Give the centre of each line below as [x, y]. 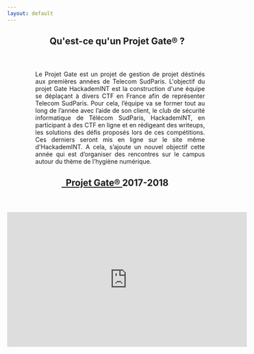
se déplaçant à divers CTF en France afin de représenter [120, 96]
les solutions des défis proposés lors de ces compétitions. [120, 132]
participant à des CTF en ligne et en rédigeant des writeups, [120, 125]
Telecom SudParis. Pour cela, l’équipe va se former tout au [120, 103]
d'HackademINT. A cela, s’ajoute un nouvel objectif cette [120, 147]
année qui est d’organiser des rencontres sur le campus [120, 154]
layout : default [30, 13]
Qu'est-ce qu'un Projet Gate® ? [117, 41]
